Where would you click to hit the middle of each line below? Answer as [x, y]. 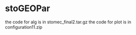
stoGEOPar [27, 9]
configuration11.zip [24, 27]
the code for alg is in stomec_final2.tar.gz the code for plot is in [68, 22]
